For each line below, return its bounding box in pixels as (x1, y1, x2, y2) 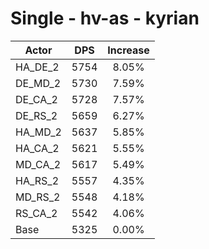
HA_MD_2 (15, 125, 62, 139)
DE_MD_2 (15, 76, 62, 90)
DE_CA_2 (15, 92, 58, 106)
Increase (107, 43, 150, 57)
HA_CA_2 (15, 141, 60, 155)
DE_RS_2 (15, 108, 58, 122)
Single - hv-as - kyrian (10, 7, 200, 30)
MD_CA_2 (15, 157, 62, 171)
